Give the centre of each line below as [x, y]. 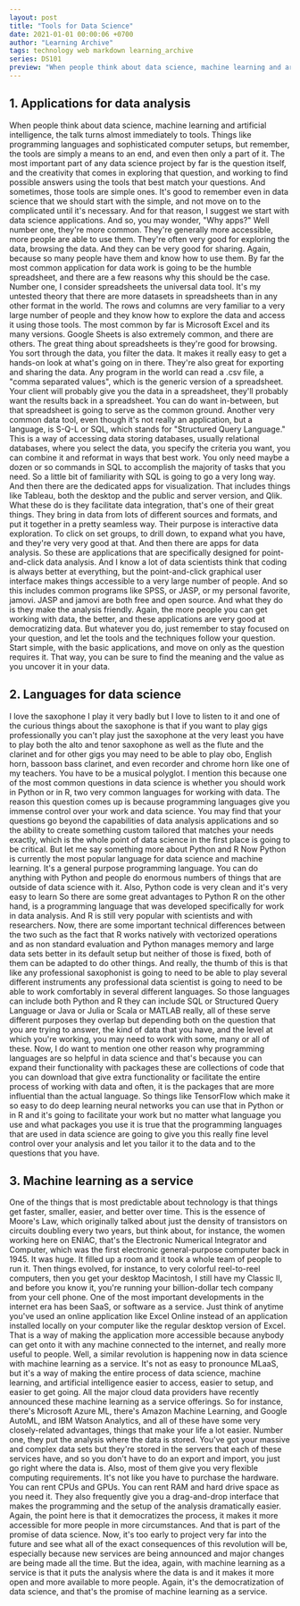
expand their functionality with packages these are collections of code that [147, 1067]
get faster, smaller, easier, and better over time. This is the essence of [137, 1212]
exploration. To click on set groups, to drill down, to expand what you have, [147, 534]
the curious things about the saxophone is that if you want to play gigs [138, 726]
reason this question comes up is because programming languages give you [150, 802]
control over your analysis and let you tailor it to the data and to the [133, 1143]
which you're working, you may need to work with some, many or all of [140, 1038]
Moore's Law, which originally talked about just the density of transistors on [148, 1222]
